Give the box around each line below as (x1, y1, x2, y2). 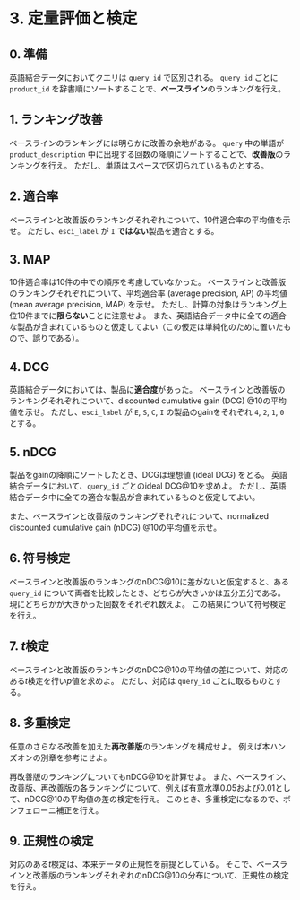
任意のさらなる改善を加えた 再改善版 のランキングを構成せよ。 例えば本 (9, 740, 270, 751)
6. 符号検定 (9, 550, 71, 566)
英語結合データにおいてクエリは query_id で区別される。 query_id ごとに (9, 73, 279, 82)
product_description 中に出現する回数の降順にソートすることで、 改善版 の (9, 149, 284, 160)
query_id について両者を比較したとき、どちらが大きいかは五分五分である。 (9, 587, 287, 598)
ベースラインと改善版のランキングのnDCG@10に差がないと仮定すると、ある (9, 575, 289, 587)
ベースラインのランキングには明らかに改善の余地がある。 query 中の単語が (9, 137, 285, 148)
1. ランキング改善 (9, 112, 103, 127)
